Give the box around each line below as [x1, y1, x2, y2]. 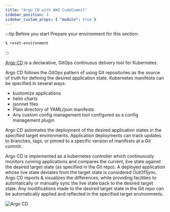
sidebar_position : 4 [5, 12, 49, 17]
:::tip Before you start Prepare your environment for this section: [5, 31, 139, 37]
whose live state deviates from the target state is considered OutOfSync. [5, 169, 157, 175]
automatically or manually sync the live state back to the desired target [5, 180, 153, 186]
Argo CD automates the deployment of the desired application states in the [5, 127, 162, 133]
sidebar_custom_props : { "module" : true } [5, 17, 96, 22]
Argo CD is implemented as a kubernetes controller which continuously [5, 153, 154, 159]
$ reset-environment [5, 41, 49, 46]
